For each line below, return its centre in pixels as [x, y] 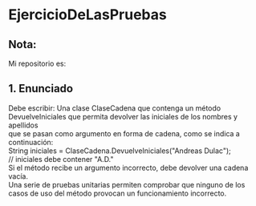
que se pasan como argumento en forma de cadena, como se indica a [124, 133]
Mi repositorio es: [37, 63]
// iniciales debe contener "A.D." [61, 159]
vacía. [18, 176]
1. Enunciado [41, 89]
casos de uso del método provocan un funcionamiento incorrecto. [118, 193]
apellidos [23, 125]
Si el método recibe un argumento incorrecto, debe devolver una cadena [128, 168]
